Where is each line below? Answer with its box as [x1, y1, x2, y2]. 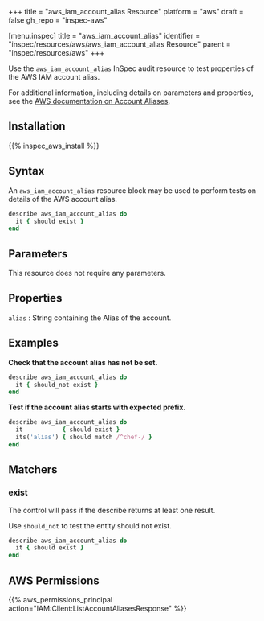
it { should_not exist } [15, 380, 99, 389]
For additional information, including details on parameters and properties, [8, 88, 254, 97]
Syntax [8, 164, 45, 178]
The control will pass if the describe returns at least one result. [8, 505, 216, 515]
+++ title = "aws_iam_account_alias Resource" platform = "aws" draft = [8, 7, 245, 16]
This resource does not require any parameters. [8, 269, 166, 278]
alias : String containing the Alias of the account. [8, 313, 172, 323]
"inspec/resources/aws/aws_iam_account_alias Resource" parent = [8, 39, 231, 49]
